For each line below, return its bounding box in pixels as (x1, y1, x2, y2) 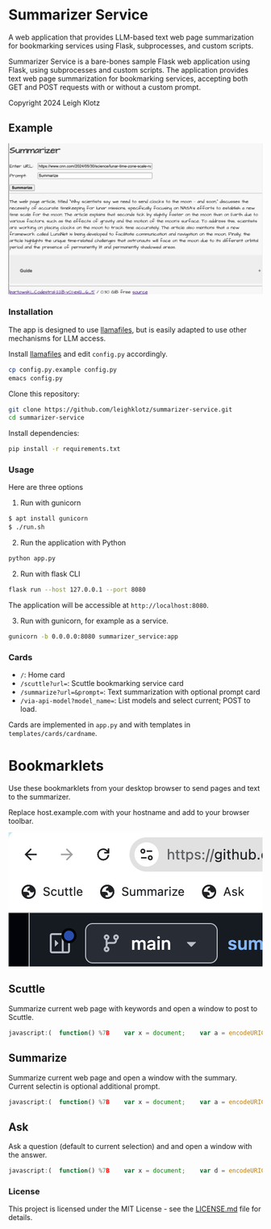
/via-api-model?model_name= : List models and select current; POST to (19, 696, 251, 705)
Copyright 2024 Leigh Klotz (8, 98, 101, 107)
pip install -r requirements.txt (8, 445, 121, 454)
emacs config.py (8, 374, 63, 382)
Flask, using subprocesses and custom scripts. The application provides (8, 65, 248, 74)
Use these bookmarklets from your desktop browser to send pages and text (8, 784, 261, 793)
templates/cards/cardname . (8, 729, 98, 738)
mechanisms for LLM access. (8, 333, 106, 343)
